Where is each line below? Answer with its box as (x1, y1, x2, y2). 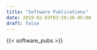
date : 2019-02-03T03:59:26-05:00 (6, 15, 92, 21)
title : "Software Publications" (6, 9, 88, 15)
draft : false (6, 20, 40, 26)
